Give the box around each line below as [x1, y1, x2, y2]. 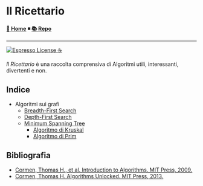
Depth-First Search [24, 114, 72, 121]
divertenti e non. [6, 67, 47, 74]
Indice [6, 85, 30, 95]
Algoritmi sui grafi [14, 101, 60, 108]
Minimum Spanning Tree [24, 120, 85, 127]
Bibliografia [6, 150, 51, 161]
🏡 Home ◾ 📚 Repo [6, 25, 52, 32]
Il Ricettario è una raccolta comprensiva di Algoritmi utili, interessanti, [6, 60, 179, 68]
